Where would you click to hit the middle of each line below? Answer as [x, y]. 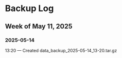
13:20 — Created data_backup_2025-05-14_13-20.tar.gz [61, 50]
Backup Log [29, 8]
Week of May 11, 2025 [39, 26]
